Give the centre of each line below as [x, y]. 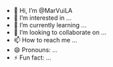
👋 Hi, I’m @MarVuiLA [43, 11]
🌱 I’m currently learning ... [50, 25]
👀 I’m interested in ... [42, 18]
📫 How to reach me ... [45, 40]
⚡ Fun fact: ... [32, 57]
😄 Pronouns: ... [36, 50]
